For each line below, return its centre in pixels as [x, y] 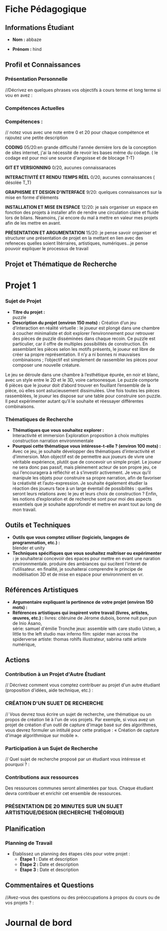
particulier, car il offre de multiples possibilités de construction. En [80, 344]
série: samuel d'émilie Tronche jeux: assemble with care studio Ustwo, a [86, 628]
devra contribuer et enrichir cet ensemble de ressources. [64, 793]
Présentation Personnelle [37, 79]
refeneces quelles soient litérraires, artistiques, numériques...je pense [77, 243]
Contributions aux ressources [42, 777]
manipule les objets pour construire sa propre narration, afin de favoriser [87, 478]
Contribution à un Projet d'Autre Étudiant [55, 674]
